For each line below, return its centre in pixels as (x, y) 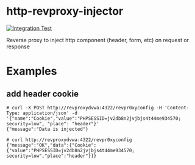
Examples (32, 71)
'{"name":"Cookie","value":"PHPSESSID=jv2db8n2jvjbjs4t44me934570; (94, 118)
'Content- (177, 108)
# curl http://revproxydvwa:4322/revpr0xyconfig (69, 140)
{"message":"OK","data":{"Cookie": (51, 145)
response (18, 46)
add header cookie (43, 94)
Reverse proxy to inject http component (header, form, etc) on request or (98, 40)
